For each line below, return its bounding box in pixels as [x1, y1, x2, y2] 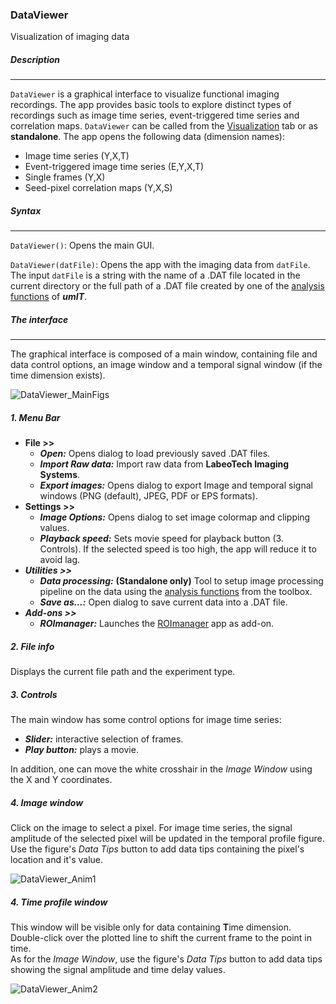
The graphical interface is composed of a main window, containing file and [10, 348, 318, 360]
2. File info [10, 640, 55, 652]
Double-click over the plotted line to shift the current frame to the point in [10, 932, 312, 944]
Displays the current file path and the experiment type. [10, 666, 236, 678]
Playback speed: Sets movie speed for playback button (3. [39, 533, 284, 545]
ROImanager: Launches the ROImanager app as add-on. [39, 618, 275, 630]
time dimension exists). [10, 369, 106, 382]
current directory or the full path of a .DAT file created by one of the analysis [10, 280, 325, 292]
